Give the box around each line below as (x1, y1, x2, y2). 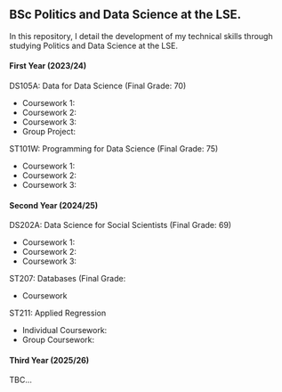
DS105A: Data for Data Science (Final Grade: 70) (9, 80, 187, 92)
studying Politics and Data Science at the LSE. (9, 40, 178, 51)
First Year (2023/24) (9, 61, 87, 71)
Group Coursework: (21, 334, 95, 346)
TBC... (9, 374, 33, 386)
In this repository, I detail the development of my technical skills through (9, 30, 273, 41)
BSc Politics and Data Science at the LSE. (9, 7, 242, 22)
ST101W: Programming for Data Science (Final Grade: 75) (9, 143, 219, 154)
